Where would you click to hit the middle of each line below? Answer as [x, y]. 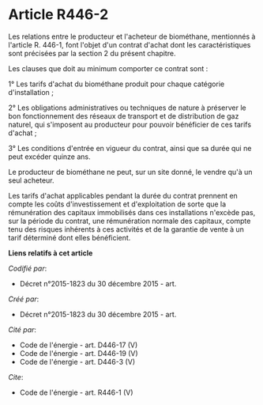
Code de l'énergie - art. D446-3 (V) [77, 361]
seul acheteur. [31, 180]
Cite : [16, 377]
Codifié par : [28, 268]
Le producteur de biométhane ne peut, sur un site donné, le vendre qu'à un [130, 172]
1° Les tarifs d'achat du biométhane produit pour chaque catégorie [116, 84]
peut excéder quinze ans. [49, 157]
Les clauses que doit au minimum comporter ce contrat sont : [108, 68]
